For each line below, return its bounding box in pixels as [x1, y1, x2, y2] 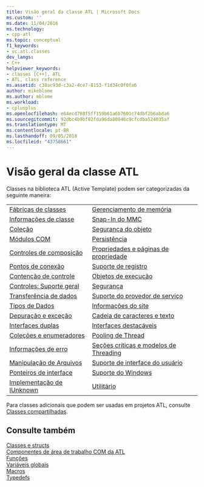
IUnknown [9, 386, 38, 394]
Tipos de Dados [9, 301, 55, 310]
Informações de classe [9, 215, 75, 223]
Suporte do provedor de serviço [92, 291, 183, 300]
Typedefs [6, 474, 30, 481]
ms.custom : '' [6, 15, 42, 21]
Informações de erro [9, 344, 68, 353]
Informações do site [92, 301, 149, 310]
